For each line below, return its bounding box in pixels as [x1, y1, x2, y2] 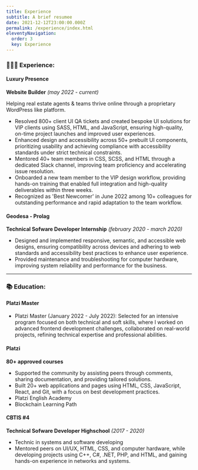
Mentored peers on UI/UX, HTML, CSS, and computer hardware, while [14, 445, 186, 452]
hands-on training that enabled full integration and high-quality [14, 180, 168, 187]
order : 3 [11, 36, 33, 42]
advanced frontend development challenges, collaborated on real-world [14, 325, 190, 332]
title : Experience [6, 8, 51, 15]
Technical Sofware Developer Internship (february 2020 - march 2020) [6, 226, 183, 233]
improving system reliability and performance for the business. [14, 262, 167, 269]
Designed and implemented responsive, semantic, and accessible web [14, 237, 186, 244]
